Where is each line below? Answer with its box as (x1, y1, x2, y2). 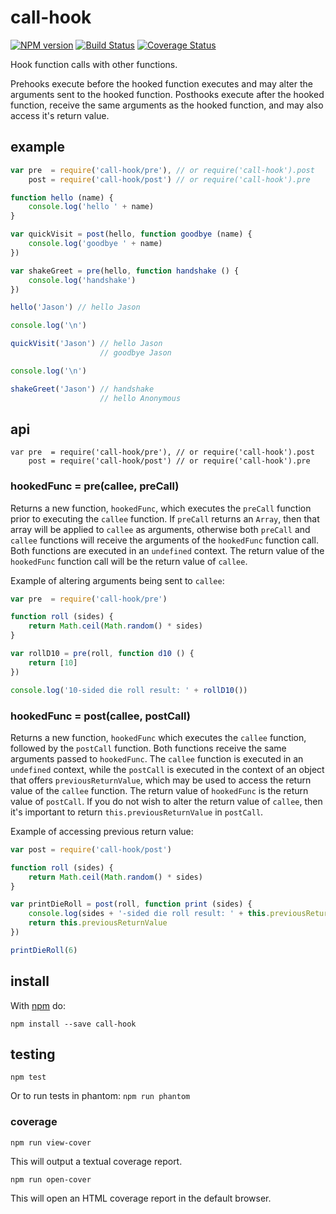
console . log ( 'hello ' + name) (28, 202, 155, 212)
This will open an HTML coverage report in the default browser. (10, 1192, 272, 1204)
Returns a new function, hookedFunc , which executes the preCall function (10, 502, 312, 514)
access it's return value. (10, 109, 110, 121)
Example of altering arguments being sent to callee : (10, 574, 225, 586)
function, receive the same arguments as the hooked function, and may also (10, 99, 324, 111)
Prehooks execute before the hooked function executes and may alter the (10, 77, 313, 90)
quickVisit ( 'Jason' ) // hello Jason (10, 339, 163, 349)
